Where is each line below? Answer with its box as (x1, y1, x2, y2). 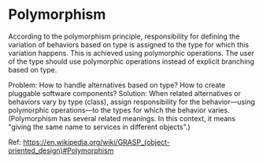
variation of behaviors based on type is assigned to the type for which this (8, 39, 250, 49)
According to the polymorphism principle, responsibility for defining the (8, 31, 240, 41)
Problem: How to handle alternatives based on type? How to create (8, 80, 226, 90)
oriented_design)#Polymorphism (8, 146, 114, 155)
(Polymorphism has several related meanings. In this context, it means (8, 113, 236, 123)
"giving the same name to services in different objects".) (8, 122, 191, 132)
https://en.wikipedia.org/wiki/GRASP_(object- (23, 137, 171, 146)
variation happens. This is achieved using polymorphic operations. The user (8, 48, 254, 57)
